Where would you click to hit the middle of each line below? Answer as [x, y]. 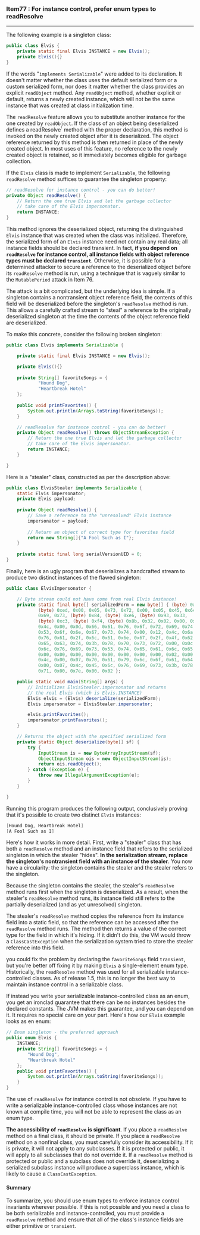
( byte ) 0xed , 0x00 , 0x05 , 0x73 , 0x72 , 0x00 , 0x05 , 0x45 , [110, 610]
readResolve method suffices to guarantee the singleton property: [87, 179]
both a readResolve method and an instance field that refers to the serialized [99, 849]
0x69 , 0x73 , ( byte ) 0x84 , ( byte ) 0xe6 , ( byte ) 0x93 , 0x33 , [113, 616]
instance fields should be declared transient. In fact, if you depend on [92, 248]
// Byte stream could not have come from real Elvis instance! [97, 599]
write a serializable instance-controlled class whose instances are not [92, 1105]
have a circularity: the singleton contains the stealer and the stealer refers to [100, 868]
